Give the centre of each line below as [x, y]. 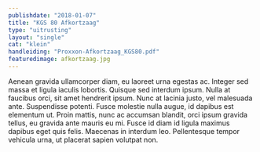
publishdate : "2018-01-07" [52, 15]
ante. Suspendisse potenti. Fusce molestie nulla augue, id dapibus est [121, 106]
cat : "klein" [29, 45]
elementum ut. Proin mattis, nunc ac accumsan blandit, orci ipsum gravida [128, 114]
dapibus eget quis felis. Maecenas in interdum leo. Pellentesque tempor [124, 131]
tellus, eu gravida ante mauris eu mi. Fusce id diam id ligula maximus [119, 123]
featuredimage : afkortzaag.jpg [59, 60]
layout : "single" [37, 37]
